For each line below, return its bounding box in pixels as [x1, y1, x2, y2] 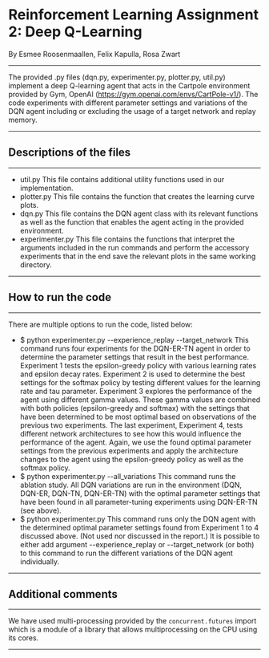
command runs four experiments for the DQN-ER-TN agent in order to [19, 343, 251, 353]
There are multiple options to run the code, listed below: [8, 319, 194, 329]
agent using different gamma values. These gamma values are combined [19, 395, 261, 404]
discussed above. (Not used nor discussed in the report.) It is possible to [19, 531, 260, 541]
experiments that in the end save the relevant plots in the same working [19, 251, 256, 261]
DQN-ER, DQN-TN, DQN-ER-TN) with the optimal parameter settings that [19, 488, 261, 498]
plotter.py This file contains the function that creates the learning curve [19, 191, 255, 201]
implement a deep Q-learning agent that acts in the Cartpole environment [8, 80, 251, 90]
